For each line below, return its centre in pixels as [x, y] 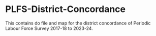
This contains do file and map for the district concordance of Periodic [78, 23]
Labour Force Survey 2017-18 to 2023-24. [49, 28]
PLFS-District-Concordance [66, 9]
